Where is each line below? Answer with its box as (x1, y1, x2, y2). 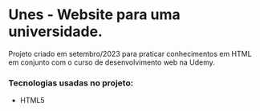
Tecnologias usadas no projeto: (8, 77, 134, 89)
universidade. (8, 22, 103, 41)
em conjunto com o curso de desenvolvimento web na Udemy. (8, 57, 215, 67)
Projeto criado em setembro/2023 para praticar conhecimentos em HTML (8, 49, 252, 58)
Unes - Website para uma (8, 6, 181, 24)
